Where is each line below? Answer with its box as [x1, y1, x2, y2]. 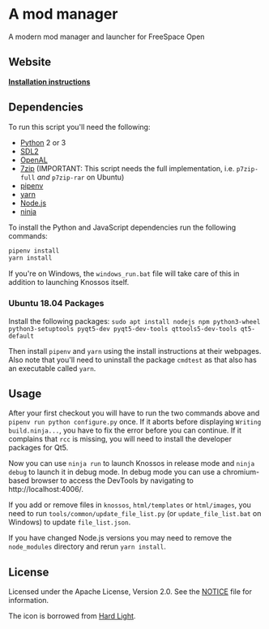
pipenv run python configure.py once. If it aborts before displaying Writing [8, 417, 262, 427]
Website [8, 55, 51, 69]
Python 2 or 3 [19, 137, 66, 147]
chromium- [222, 467, 260, 477]
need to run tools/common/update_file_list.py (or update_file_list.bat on [8, 509, 262, 519]
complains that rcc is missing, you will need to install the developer [8, 434, 233, 444]
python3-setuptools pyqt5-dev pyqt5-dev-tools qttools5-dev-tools [8, 325, 237, 333]
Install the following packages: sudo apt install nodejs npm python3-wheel [8, 316, 261, 325]
